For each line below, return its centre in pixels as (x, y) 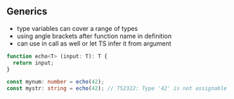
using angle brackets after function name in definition (94, 36)
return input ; (33, 62)
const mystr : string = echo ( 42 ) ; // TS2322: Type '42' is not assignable (117, 88)
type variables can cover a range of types (77, 28)
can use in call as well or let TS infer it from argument (94, 43)
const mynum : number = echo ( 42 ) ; (56, 82)
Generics (27, 12)
